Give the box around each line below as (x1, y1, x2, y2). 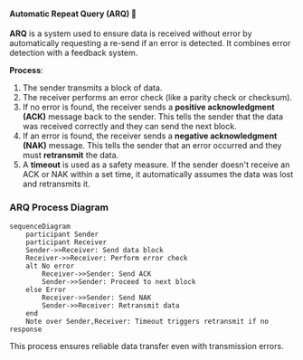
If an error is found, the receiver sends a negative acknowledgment (22, 130, 278, 141)
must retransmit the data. (22, 150, 119, 161)
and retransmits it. (22, 178, 90, 190)
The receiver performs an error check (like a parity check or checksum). (22, 92, 292, 103)
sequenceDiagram (9, 222, 71, 231)
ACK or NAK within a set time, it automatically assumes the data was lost (22, 169, 294, 180)
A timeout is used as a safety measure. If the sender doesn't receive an (22, 159, 290, 170)
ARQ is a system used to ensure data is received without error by (9, 28, 252, 39)
